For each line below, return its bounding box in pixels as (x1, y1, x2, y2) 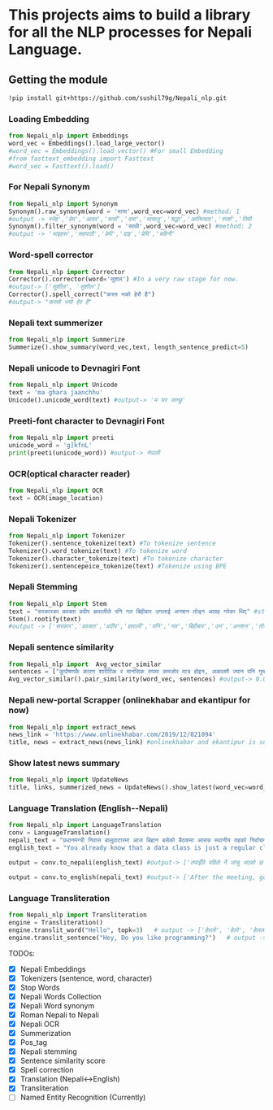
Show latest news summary (8, 758, 120, 769)
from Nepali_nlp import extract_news (8, 723, 136, 731)
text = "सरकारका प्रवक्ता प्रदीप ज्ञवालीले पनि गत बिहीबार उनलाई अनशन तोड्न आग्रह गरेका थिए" (8, 607, 250, 616)
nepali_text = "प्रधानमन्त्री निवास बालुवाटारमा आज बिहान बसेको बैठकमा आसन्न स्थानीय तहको (8, 836, 247, 845)
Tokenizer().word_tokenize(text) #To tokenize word (8, 546, 187, 555)
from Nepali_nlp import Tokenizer (8, 532, 126, 540)
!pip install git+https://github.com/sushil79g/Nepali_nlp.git (8, 94, 227, 102)
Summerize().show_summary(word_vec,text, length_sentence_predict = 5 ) (8, 343, 249, 351)
